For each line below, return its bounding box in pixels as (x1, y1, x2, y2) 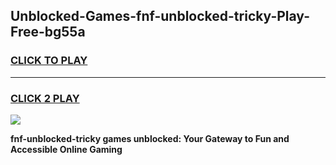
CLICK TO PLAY (10, 54, 88, 68)
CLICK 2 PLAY (10, 91, 80, 105)
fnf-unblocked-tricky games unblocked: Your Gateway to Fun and (10, 132, 290, 144)
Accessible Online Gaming (10, 143, 123, 155)
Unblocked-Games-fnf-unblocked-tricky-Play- (10, 8, 311, 25)
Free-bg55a (10, 24, 86, 41)
